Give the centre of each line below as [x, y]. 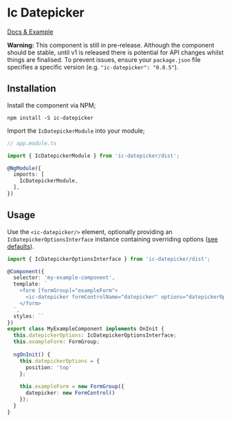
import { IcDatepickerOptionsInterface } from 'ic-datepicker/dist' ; [109, 259]
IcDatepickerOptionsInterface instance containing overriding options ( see [113, 239]
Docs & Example [30, 32]
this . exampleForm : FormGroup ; [56, 342]
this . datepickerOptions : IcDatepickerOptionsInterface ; [95, 335]
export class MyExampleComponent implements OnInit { [86, 329]
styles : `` [29, 316]
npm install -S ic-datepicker [51, 118]
